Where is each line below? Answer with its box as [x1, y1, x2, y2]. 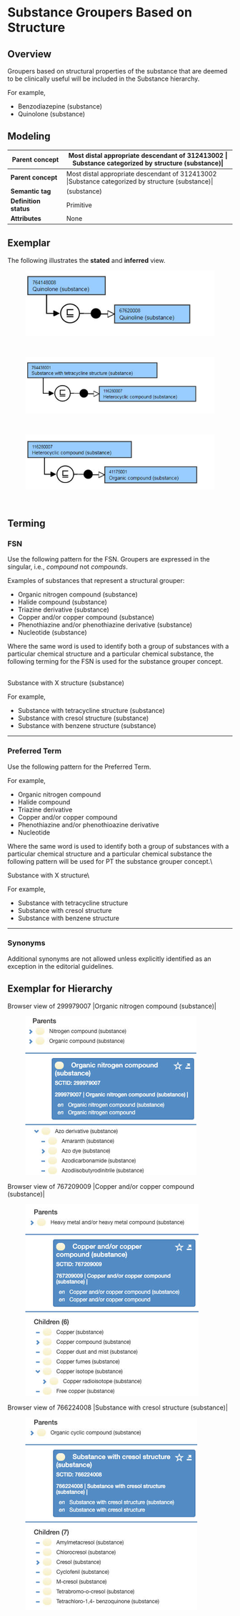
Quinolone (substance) [17, 110, 86, 118]
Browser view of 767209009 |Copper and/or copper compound [7, 1182, 195, 1190]
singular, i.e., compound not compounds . [7, 562, 129, 572]
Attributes [10, 214, 41, 223]
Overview [7, 48, 52, 60]
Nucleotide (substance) [17, 628, 87, 637]
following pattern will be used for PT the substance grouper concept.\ [7, 857, 213, 865]
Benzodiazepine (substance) [17, 102, 102, 111]
